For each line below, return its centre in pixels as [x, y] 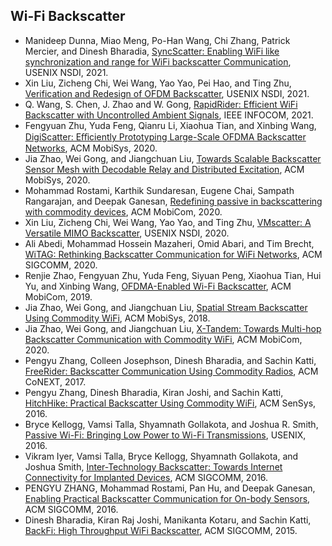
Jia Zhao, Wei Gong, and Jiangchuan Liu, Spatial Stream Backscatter [166, 307]
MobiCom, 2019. [58, 296]
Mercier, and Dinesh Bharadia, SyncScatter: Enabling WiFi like [152, 51]
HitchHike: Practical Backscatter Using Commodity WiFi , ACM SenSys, [170, 403]
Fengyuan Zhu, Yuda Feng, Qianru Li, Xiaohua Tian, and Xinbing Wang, [170, 125]
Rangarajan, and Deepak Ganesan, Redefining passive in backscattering [173, 201]
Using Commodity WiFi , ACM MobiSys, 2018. [117, 318]
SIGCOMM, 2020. [61, 265]
